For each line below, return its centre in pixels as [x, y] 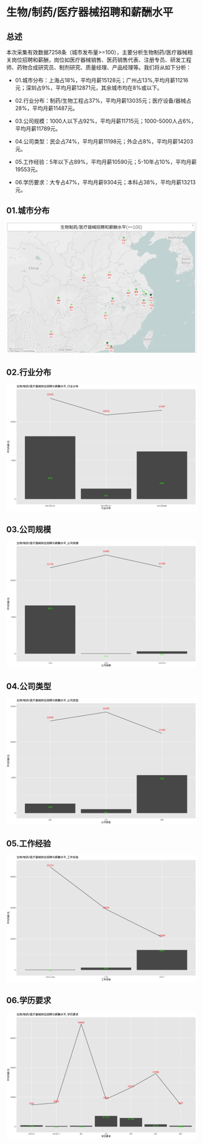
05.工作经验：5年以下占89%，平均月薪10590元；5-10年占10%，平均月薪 [106, 162]
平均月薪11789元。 [38, 128]
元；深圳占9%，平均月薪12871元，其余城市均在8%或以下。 [89, 88]
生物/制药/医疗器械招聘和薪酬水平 [90, 12]
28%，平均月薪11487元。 [47, 108]
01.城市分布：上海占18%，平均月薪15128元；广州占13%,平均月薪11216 [101, 80]
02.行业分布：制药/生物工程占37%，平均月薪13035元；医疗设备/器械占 [103, 101]
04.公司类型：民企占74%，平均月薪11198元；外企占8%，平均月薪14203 [104, 141]
